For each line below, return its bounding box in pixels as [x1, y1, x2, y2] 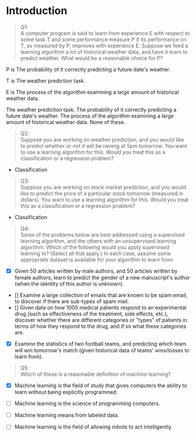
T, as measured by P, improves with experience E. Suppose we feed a [20, 42, 188, 49]
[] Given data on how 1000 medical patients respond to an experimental [14, 304, 187, 311]
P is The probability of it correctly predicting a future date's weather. [6, 66, 171, 73]
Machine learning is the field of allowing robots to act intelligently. [14, 423, 173, 431]
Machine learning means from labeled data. [14, 411, 120, 419]
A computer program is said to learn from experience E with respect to [20, 29, 190, 36]
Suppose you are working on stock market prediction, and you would [20, 183, 187, 191]
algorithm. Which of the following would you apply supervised [20, 243, 170, 250]
